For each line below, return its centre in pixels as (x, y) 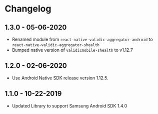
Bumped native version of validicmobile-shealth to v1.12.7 (72, 50)
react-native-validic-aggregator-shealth (55, 45)
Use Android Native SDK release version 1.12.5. (60, 78)
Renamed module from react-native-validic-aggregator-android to (82, 39)
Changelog (28, 9)
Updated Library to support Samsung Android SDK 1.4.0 (69, 105)
